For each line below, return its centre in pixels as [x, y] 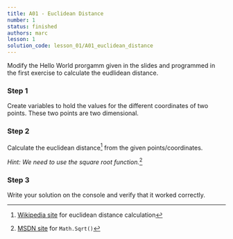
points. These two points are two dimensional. [73, 113]
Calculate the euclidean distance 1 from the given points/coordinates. [105, 147]
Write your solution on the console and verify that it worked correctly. [106, 195]
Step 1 [18, 91]
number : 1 [21, 20]
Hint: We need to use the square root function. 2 [75, 161]
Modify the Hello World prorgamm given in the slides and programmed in [111, 65]
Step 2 [18, 131]
